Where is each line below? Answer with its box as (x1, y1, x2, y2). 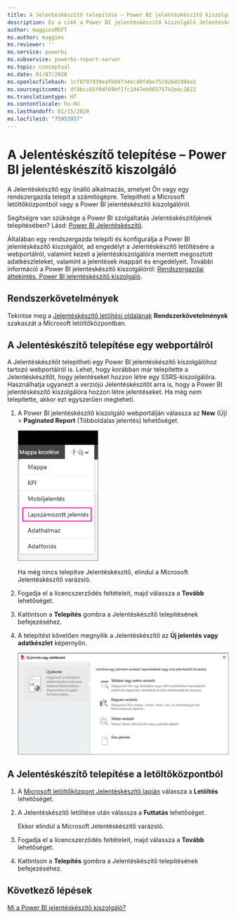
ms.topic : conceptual (7, 63, 71, 70)
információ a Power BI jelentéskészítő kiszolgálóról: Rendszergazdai (7, 264, 204, 273)
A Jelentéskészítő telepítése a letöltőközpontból (7, 768, 223, 780)
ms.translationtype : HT (7, 93, 77, 100)
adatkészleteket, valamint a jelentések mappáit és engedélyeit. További (7, 257, 214, 266)
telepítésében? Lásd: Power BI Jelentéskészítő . (7, 221, 144, 229)
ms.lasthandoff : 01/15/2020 (7, 108, 90, 116)
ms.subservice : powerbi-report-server (7, 56, 121, 63)
